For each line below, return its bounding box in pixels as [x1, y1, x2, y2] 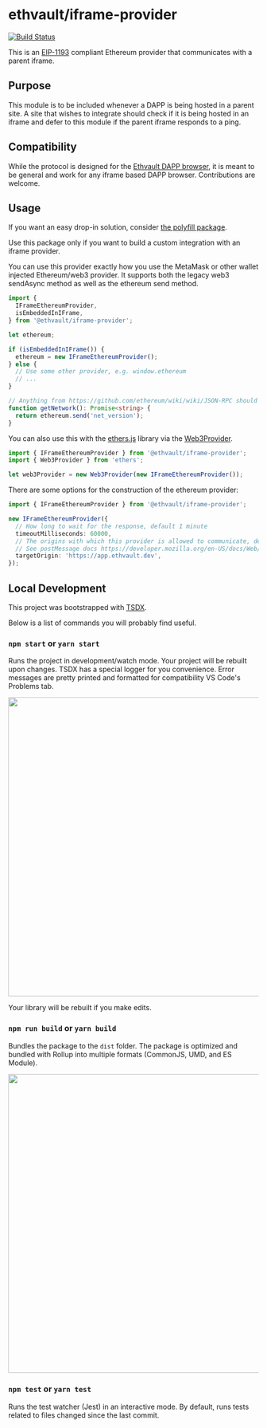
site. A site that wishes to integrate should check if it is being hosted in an [8, 108, 250, 118]
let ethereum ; [8, 331, 56, 339]
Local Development [8, 581, 106, 595]
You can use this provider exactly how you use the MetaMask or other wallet [8, 262, 259, 272]
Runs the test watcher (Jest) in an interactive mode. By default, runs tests [8, 1402, 250, 1411]
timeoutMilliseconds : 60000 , [15, 529, 112, 537]
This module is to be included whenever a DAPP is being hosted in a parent [8, 100, 254, 109]
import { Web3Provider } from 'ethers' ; [8, 456, 145, 464]
